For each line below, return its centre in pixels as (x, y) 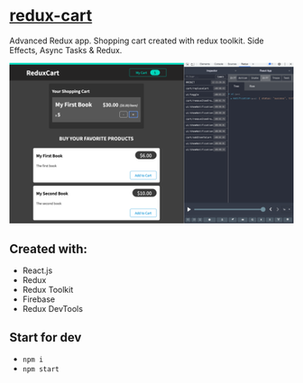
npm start (41, 369)
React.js (37, 270)
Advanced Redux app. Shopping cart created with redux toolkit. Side (137, 41)
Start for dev (46, 337)
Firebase (39, 299)
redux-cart (51, 16)
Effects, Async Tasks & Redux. (66, 50)
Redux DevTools (53, 309)
